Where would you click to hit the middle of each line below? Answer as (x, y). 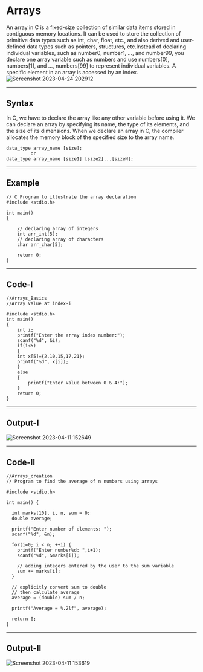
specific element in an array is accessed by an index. (72, 72)
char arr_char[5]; (40, 244)
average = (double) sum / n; (48, 598)
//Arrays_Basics (27, 299)
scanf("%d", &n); (34, 534)
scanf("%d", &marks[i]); (48, 555)
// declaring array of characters (60, 239)
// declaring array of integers (58, 228)
